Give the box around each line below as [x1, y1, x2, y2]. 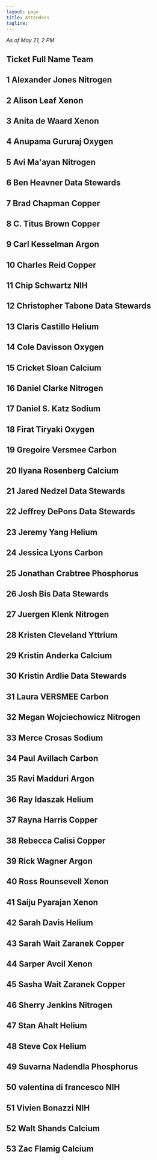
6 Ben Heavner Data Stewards [6, 178, 121, 188]
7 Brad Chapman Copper [6, 198, 100, 209]
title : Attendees [6, 15, 50, 21]
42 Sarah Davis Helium [6, 917, 93, 928]
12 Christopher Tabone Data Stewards [6, 301, 152, 311]
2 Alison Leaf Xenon [6, 95, 84, 106]
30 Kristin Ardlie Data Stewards [6, 671, 127, 681]
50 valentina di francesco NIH [6, 1082, 120, 1092]
